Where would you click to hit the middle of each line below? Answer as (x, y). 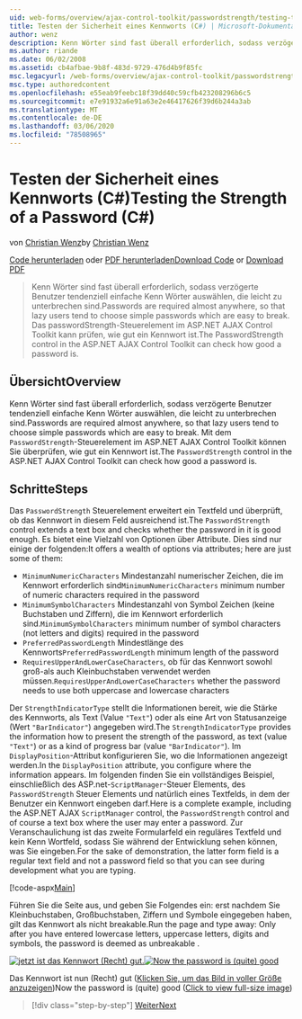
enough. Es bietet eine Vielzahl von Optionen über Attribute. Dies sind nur (146, 540)
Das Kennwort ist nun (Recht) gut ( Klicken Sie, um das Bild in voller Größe (146, 979)
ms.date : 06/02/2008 (48, 59)
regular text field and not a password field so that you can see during (137, 861)
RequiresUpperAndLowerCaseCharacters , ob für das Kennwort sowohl (147, 662)
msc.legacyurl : (38, 76)
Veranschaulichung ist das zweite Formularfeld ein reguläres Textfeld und (145, 832)
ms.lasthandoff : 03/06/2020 (62, 127)
